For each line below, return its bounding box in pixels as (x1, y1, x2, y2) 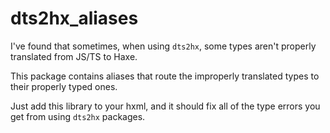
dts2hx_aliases (10, 7, 139, 30)
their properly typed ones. (10, 80, 118, 92)
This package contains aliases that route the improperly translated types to (10, 70, 320, 82)
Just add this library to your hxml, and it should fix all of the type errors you (10, 100, 321, 112)
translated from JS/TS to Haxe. (10, 50, 138, 62)
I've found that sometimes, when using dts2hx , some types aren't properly (10, 40, 317, 52)
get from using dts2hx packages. (10, 110, 146, 122)
